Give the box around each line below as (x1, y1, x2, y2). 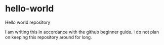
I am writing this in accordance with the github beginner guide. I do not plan (5, 29, 159, 35)
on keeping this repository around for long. (5, 34, 92, 40)
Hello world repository (5, 19, 50, 25)
